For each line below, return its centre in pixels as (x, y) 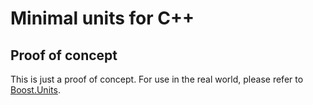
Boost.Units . (35, 90)
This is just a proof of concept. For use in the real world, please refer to (157, 79)
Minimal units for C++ (102, 18)
